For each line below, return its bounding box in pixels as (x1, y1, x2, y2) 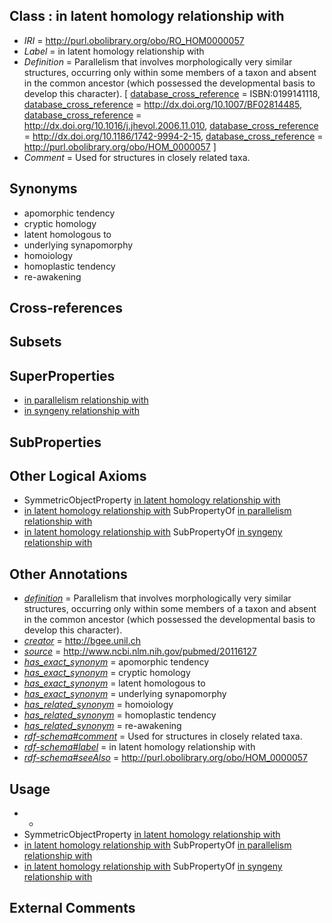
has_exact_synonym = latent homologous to (23, 677, 206, 689)
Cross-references (9, 300, 124, 317)
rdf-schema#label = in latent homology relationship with (23, 741, 256, 753)
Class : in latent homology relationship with (9, 8, 285, 25)
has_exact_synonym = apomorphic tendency (23, 656, 209, 668)
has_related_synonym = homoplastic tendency (23, 709, 217, 721)
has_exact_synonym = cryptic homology (23, 667, 191, 679)
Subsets (9, 334, 62, 351)
